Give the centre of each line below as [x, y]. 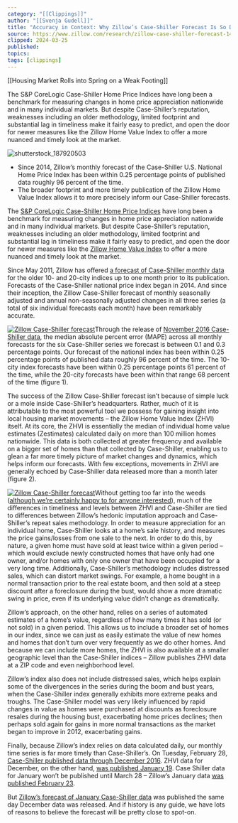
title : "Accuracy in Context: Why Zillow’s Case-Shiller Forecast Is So [117, 27]
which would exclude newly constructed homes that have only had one [111, 553]
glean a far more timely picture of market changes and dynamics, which [112, 456]
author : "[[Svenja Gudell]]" [50, 21]
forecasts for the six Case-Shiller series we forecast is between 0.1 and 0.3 [116, 344]
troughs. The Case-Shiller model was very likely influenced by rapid [106, 701]
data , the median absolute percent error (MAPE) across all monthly [125, 337]
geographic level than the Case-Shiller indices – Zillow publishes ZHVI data [117, 657]
